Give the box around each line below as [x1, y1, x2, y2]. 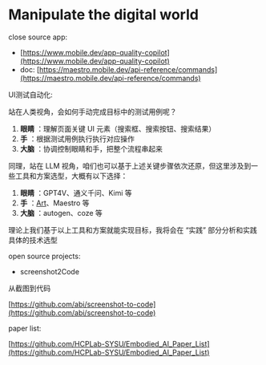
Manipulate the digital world [8, 6, 199, 24]
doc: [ [19, 64, 40, 74]
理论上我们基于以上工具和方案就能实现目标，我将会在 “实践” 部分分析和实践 [8, 225, 258, 234]
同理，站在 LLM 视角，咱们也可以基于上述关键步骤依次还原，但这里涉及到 [8, 160, 252, 170]
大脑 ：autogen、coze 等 [19, 208, 103, 217]
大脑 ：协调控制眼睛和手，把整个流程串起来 [19, 144, 163, 153]
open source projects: [8, 251, 81, 261]
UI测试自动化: [8, 90, 54, 99]
